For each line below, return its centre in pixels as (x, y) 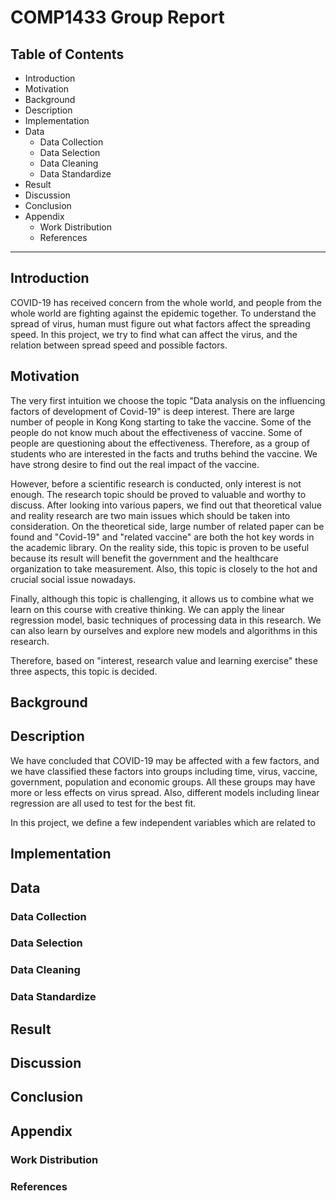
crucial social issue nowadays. (73, 579)
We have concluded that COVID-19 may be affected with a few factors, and (165, 760)
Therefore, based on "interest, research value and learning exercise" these (164, 660)
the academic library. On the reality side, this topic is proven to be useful (160, 547)
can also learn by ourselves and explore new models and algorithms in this (164, 630)
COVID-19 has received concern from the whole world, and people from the (166, 302)
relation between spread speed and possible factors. (119, 345)
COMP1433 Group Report (117, 17)
